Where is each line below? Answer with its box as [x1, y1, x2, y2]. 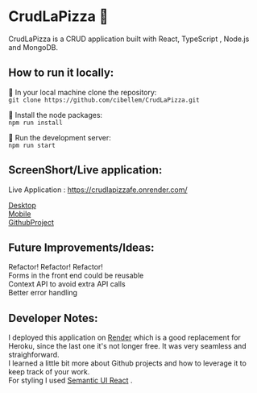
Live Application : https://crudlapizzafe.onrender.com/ [8, 185, 188, 194]
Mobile [8, 209, 31, 219]
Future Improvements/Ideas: [8, 240, 155, 254]
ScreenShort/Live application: [8, 163, 163, 177]
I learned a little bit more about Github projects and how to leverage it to [8, 358, 247, 368]
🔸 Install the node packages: [8, 110, 103, 119]
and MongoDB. [8, 42, 59, 52]
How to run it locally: [8, 66, 114, 80]
